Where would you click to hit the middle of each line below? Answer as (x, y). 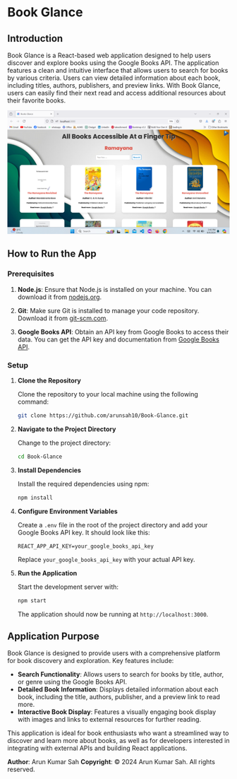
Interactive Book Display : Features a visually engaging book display (117, 712)
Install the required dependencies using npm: (83, 484)
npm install (35, 498)
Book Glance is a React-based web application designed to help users (109, 55)
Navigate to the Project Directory (67, 429)
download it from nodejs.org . (60, 297)
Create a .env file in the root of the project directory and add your (113, 525)
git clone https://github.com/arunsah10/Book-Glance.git (103, 416)
